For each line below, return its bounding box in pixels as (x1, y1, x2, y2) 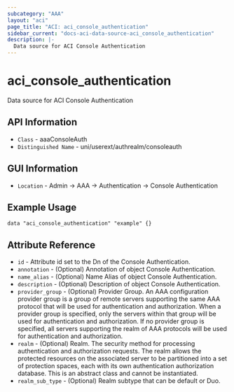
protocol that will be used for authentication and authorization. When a (17, 302, 221, 311)
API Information (7, 116, 78, 128)
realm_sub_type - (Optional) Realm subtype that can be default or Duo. (17, 377, 221, 385)
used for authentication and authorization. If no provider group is (17, 317, 205, 325)
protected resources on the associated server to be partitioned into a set (17, 354, 228, 363)
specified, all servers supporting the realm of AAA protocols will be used (17, 325, 228, 333)
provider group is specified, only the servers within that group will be (17, 309, 216, 318)
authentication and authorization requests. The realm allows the (17, 347, 202, 356)
